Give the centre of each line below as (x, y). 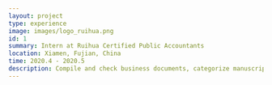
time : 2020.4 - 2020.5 (47, 62)
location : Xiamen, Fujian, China (65, 53)
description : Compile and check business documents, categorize (119, 69)
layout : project (36, 16)
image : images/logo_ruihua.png (61, 31)
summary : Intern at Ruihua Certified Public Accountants (106, 46)
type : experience (38, 23)
